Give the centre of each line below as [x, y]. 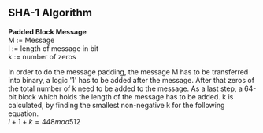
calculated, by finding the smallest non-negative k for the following [117, 105]
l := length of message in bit [54, 48]
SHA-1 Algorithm [50, 13]
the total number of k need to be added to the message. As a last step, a [125, 88]
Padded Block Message [47, 31]
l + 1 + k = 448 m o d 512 [44, 121]
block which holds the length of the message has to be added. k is [126, 96]
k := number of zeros [42, 56]
